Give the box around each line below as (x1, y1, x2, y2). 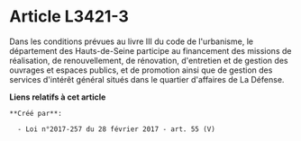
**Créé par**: (9, 109, 63, 118)
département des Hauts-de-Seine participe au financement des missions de (9, 45, 292, 56)
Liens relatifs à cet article (9, 92, 106, 102)
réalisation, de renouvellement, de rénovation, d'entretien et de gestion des (9, 55, 288, 66)
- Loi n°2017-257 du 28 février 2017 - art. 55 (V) (17, 124, 216, 134)
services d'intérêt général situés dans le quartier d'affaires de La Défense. (9, 74, 285, 84)
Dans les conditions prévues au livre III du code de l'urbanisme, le (9, 36, 254, 47)
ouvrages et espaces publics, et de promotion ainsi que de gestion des (9, 65, 273, 75)
